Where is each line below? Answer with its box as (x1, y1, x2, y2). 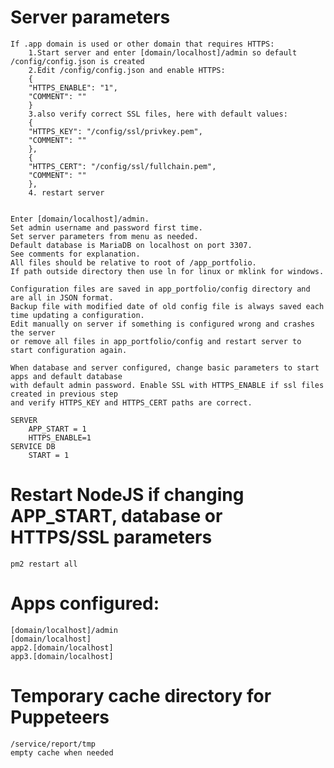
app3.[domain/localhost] (10, 651, 114, 661)
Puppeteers (10, 706, 110, 728)
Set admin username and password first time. (10, 222, 203, 233)
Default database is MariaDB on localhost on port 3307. (10, 240, 253, 250)
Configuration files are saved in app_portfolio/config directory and (10, 284, 311, 294)
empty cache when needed (10, 747, 114, 758)
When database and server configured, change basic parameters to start (10, 362, 320, 373)
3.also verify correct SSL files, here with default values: (28, 109, 288, 119)
